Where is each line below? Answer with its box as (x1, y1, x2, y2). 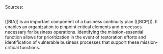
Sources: (5, 4, 24, 10)
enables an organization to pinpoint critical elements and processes (5, 24, 142, 30)
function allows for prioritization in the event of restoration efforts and (5, 34, 146, 40)
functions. (20, 45, 40, 50)
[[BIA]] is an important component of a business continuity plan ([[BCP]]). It (5, 19, 158, 24)
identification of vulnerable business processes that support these (5, 39, 139, 45)
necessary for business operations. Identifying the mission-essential (5, 29, 144, 35)
